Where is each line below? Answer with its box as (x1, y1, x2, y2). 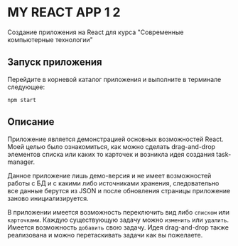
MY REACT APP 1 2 (7, 4, 121, 21)
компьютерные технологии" (7, 35, 94, 43)
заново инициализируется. (7, 194, 89, 203)
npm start (7, 96, 37, 103)
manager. (7, 158, 36, 166)
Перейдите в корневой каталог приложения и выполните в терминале (7, 75, 222, 83)
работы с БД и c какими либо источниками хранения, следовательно (7, 179, 220, 188)
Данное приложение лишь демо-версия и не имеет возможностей (7, 171, 212, 180)
